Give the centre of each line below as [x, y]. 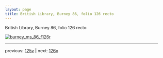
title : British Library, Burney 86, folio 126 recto [59, 14]
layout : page [18, 9]
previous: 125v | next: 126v [32, 50]
